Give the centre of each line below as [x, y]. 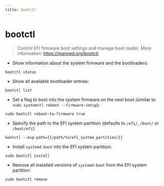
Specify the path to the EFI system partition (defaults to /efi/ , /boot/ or [85, 123]
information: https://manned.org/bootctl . [58, 53]
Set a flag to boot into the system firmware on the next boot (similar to [84, 99]
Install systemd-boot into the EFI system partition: [62, 146]
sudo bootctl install [27, 156]
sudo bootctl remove [27, 179]
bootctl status [21, 72]
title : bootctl [21, 10]
